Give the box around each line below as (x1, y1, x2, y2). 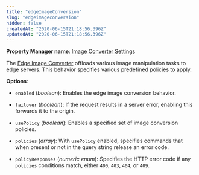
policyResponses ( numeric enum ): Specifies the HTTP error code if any (14, 155, 191, 163)
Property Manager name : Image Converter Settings (6, 48, 136, 55)
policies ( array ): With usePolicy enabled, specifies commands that (14, 137, 183, 145)
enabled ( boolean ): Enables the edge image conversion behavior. (14, 89, 176, 97)
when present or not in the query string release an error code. (14, 144, 169, 151)
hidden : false (6, 20, 42, 26)
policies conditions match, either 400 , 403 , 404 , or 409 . (14, 162, 150, 169)
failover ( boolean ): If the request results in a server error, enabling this (14, 101, 193, 109)
